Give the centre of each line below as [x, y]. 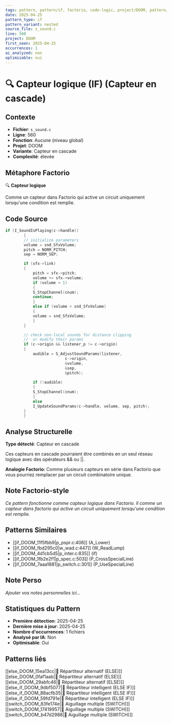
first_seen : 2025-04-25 [31, 44]
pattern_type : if [24, 19]
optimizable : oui [24, 58]
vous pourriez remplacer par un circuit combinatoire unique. [69, 475]
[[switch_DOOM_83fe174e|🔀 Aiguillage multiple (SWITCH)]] [68, 704]
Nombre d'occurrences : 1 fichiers [49, 632]
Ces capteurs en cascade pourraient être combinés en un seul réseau [79, 454]
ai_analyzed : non [24, 53]
